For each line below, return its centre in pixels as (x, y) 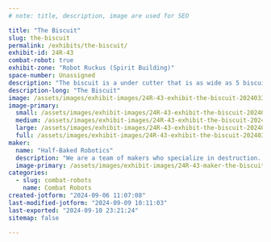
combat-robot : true (41, 60)
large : (27, 128)
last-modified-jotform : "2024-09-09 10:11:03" (88, 202)
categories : (28, 173)
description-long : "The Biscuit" (65, 90)
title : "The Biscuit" (45, 30)
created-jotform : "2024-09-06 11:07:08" (77, 195)
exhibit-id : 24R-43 (41, 53)
